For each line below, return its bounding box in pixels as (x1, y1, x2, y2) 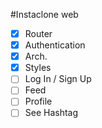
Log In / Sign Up (24, 73, 92, 85)
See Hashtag (24, 107, 79, 119)
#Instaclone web (10, 9, 79, 20)
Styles (24, 62, 52, 74)
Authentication (24, 39, 86, 51)
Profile (24, 95, 53, 108)
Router (24, 28, 53, 39)
